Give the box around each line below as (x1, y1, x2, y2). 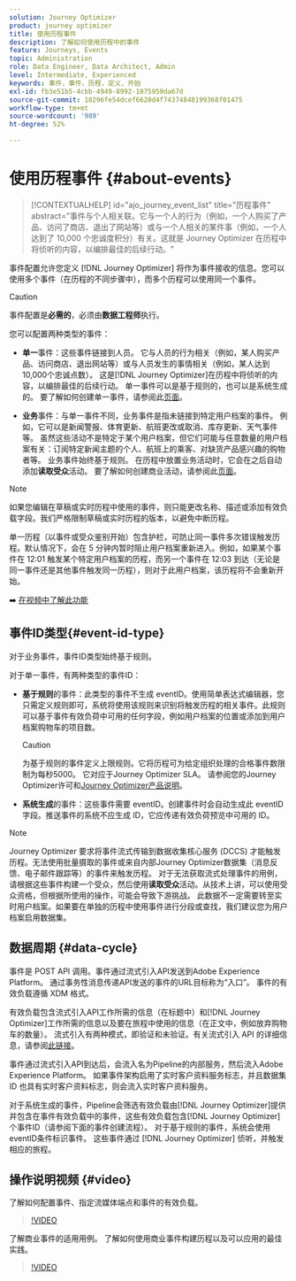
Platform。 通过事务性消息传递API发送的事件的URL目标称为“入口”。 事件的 (9, 976, 280, 987)
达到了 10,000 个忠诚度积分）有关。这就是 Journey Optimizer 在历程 (30, 232, 279, 243)
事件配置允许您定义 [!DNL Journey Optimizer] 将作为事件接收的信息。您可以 (9, 262, 285, 273)
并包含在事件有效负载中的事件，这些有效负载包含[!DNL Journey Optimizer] (9, 1110, 281, 1121)
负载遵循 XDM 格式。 (16, 988, 95, 999)
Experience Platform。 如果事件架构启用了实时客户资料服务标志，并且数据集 (9, 1069, 287, 1080)
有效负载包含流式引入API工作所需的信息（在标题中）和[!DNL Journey (9, 1007, 261, 1017)
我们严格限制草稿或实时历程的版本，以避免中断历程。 (39, 513, 234, 523)
